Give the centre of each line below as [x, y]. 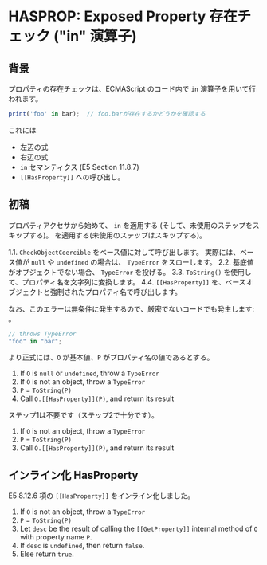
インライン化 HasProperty [73, 475]
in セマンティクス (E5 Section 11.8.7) [79, 167]
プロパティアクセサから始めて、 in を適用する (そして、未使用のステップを [130, 225]
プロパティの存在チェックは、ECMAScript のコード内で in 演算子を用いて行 [132, 89]
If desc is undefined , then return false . [82, 546]
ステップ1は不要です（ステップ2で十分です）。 [84, 415]
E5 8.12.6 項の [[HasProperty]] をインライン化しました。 [102, 496]
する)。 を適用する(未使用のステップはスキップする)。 [118, 235]
